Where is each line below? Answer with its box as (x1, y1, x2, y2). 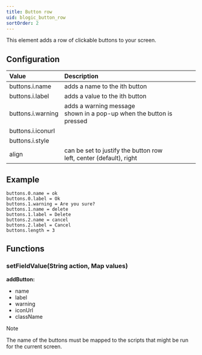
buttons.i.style (9, 136, 49, 145)
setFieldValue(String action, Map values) (6, 262, 128, 270)
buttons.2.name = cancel (6, 217, 69, 223)
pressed (64, 117, 88, 126)
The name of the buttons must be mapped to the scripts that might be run (6, 336, 189, 344)
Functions (6, 244, 45, 254)
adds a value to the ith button (64, 92, 147, 100)
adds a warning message (64, 102, 135, 110)
